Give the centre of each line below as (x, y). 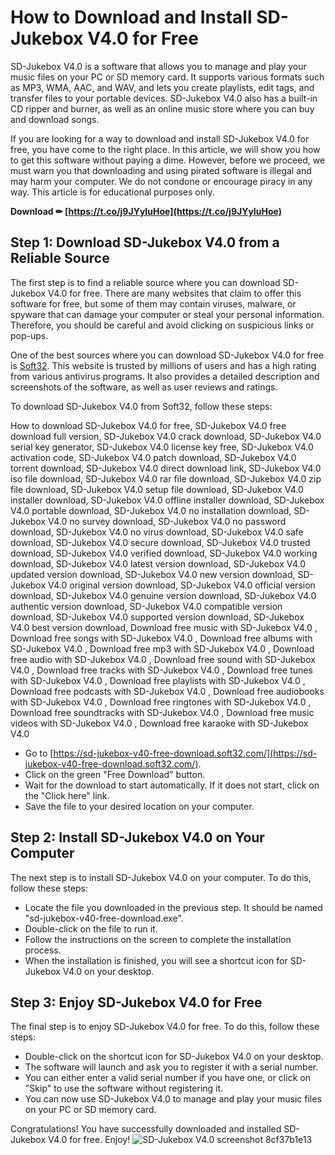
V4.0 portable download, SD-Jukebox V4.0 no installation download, (151, 510)
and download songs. (55, 119)
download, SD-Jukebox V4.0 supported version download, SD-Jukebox (157, 617)
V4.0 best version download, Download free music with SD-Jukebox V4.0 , (164, 627)
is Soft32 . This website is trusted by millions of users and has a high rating (163, 365)
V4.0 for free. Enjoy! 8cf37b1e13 (180, 1140)
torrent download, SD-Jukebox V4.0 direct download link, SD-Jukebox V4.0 (166, 468)
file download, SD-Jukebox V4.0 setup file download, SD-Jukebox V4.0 (157, 489)
